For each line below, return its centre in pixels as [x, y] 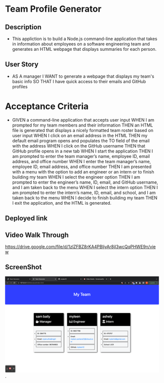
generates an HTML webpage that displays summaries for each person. [84, 49]
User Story [22, 64]
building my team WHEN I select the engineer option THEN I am [76, 177]
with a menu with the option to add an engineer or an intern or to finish [83, 171]
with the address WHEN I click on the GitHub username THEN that [79, 146]
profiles [20, 86]
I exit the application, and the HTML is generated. [62, 203]
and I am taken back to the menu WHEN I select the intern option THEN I [85, 187]
